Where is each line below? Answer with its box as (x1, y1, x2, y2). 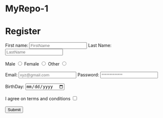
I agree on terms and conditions (5, 96, 71, 102)
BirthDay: (5, 84, 24, 90)
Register (5, 26, 41, 37)
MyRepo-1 (5, 3, 49, 14)
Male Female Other (5, 61, 60, 67)
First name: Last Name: (5, 43, 112, 49)
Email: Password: (5, 72, 100, 78)
